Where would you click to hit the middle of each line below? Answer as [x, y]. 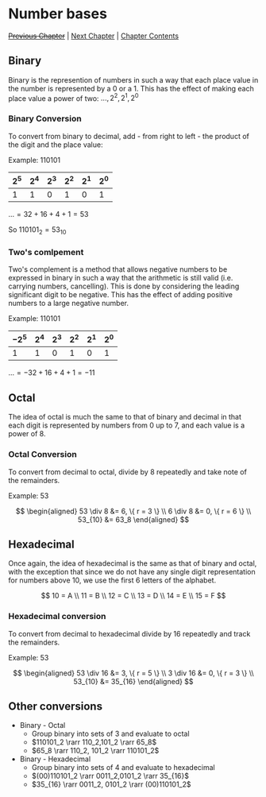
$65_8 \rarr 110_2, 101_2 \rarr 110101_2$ [95, 751]
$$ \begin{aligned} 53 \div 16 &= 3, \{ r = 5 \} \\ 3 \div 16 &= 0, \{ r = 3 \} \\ [133, 673]
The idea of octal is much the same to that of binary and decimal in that [125, 417]
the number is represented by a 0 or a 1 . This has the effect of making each [131, 88]
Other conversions [56, 707]
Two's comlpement [46, 252]
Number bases [58, 14]
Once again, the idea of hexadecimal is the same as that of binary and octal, [133, 563]
